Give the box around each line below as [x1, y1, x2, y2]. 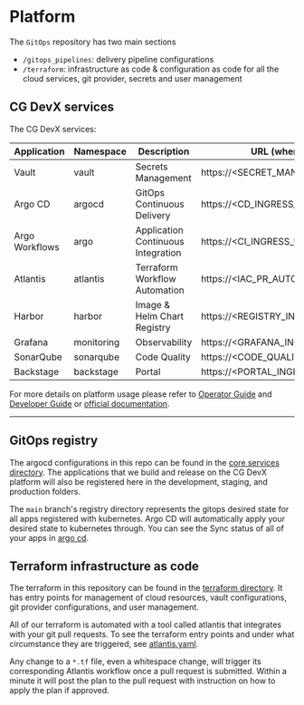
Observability [135, 335, 193, 348]
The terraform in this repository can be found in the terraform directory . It [9, 583, 283, 594]
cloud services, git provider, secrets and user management [22, 72, 242, 83]
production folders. [9, 486, 81, 497]
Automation [135, 284, 185, 296]
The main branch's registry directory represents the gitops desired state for [9, 503, 290, 514]
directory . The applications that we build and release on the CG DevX [9, 467, 268, 478]
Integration [135, 246, 182, 259]
